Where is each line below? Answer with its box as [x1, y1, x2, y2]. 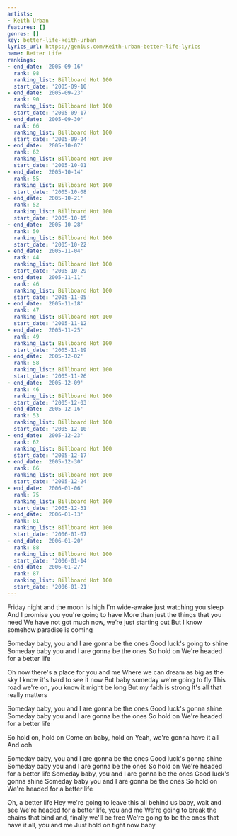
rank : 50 [13, 227, 40, 235]
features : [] [7, 23, 46, 30]
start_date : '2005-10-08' [13, 188, 91, 196]
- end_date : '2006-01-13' [7, 511, 83, 518]
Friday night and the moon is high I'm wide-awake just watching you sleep [7, 603, 224, 611]
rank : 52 [13, 201, 40, 209]
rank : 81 [13, 518, 40, 525]
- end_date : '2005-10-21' [7, 195, 83, 202]
